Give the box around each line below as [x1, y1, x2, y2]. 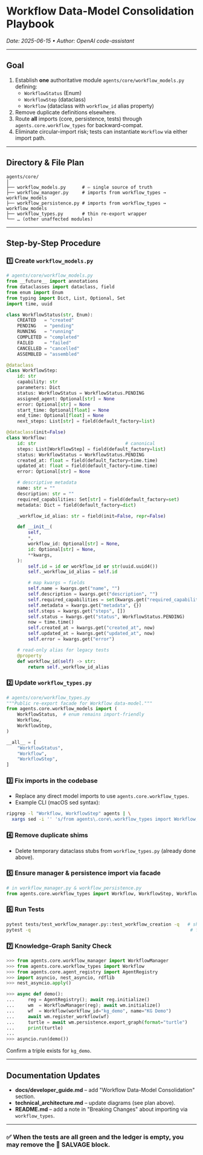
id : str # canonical [17, 440, 155, 446]
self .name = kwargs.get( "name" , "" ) [28, 585, 120, 591]
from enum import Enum [6, 289, 63, 295]
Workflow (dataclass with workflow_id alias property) [24, 102, 154, 110]
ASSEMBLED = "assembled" [17, 351, 80, 357]
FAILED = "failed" [17, 340, 71, 346]
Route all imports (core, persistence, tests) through [14, 115, 143, 122]
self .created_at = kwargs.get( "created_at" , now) [28, 625, 155, 631]
